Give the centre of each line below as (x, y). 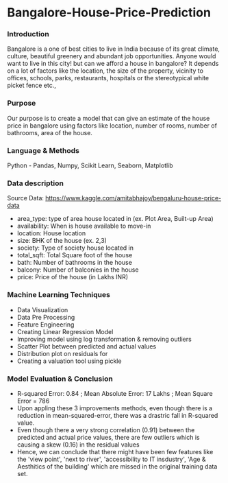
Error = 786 (33, 401)
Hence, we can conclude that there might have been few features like (115, 451)
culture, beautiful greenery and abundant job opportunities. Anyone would (112, 56)
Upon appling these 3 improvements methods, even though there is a (115, 408)
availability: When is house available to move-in (84, 226)
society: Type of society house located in (75, 248)
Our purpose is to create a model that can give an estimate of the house (109, 118)
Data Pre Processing (46, 317)
